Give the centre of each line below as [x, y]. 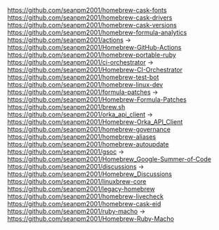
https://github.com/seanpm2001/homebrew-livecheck [85, 196]
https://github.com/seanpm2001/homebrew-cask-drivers [90, 18]
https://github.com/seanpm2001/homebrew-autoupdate [88, 144]
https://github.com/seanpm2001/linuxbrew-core [77, 181]
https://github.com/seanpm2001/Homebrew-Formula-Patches [97, 100]
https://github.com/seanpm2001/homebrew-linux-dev [85, 84]
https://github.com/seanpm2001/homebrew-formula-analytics [97, 32]
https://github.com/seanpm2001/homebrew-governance [89, 129]
